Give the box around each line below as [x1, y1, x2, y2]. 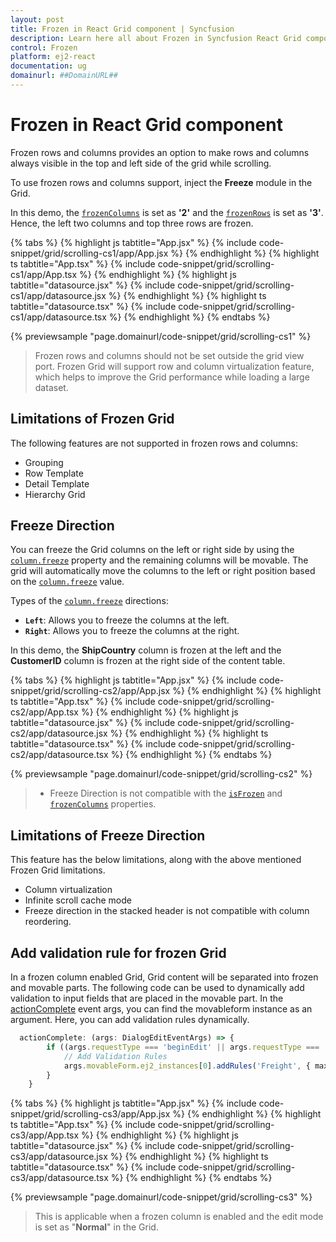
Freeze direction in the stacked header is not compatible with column [24, 905, 310, 917]
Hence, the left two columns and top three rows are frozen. [10, 217, 254, 229]
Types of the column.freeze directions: [10, 595, 169, 607]
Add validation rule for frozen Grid [10, 944, 227, 961]
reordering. [24, 916, 72, 928]
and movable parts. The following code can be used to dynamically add [10, 982, 305, 994]
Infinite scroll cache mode [24, 894, 132, 906]
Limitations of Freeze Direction [10, 827, 206, 844]
